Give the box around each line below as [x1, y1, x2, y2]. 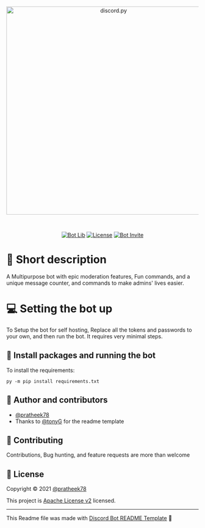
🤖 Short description [6, 253, 107, 266]
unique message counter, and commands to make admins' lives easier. [6, 279, 184, 287]
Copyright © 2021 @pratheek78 [6, 485, 87, 493]
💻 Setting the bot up [6, 302, 113, 316]
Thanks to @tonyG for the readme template [15, 418, 124, 425]
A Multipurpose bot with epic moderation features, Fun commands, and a [6, 273, 190, 280]
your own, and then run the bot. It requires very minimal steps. [6, 332, 163, 340]
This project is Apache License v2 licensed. [6, 497, 116, 504]
